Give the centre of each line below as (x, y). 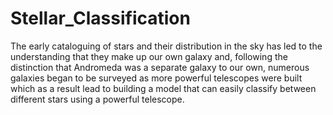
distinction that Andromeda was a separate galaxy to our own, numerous (160, 67)
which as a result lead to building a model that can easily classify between (163, 88)
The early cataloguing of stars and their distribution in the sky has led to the (166, 46)
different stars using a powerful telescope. (97, 99)
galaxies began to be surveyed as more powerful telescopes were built (156, 78)
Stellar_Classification (100, 18)
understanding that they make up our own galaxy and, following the (149, 56)
